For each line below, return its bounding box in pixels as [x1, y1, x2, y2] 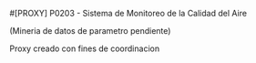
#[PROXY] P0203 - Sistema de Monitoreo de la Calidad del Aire [9, 8, 248, 18]
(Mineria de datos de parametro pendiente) [9, 26, 171, 36]
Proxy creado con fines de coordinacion [9, 43, 160, 54]
